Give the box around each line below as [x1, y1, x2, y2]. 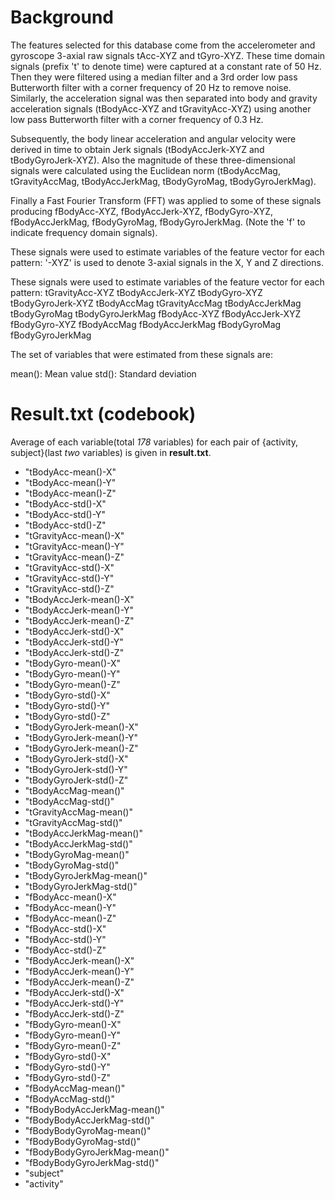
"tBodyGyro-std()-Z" [24, 710, 111, 722]
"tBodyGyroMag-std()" [24, 859, 120, 871]
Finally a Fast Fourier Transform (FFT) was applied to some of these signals [10, 194, 322, 206]
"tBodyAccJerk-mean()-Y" [24, 604, 135, 616]
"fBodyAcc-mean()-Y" [24, 901, 117, 913]
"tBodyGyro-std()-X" [24, 689, 111, 701]
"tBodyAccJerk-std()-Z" [24, 646, 125, 658]
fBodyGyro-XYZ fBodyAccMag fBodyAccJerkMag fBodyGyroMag [10, 318, 282, 330]
